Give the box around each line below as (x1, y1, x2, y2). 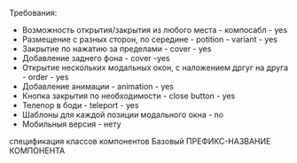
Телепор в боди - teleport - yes (21, 100, 139, 110)
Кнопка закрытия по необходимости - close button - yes (21, 90, 236, 101)
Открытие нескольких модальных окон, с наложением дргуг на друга (21, 62, 289, 73)
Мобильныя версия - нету (21, 119, 121, 129)
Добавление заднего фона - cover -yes (21, 53, 170, 63)
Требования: (9, 8, 58, 18)
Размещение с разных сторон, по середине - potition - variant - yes (21, 35, 277, 44)
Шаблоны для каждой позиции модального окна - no (21, 110, 224, 120)
